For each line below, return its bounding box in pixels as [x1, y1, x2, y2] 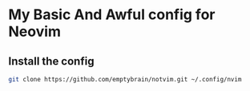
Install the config [8, 54, 95, 68]
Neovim [8, 22, 62, 41]
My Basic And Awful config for [8, 6, 216, 24]
